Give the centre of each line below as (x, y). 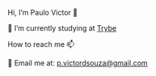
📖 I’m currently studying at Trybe (62, 28)
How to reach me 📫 (41, 44)
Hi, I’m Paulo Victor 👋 (43, 13)
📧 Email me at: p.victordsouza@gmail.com (78, 63)
